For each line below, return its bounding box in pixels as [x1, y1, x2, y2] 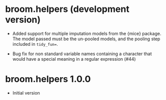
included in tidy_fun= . [12, 41, 58, 47]
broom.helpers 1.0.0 [5, 74, 91, 85]
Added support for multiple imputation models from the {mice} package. [12, 30, 161, 36]
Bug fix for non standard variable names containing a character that [12, 51, 152, 57]
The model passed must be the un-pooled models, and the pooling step [12, 36, 160, 42]
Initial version [12, 90, 40, 96]
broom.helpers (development [5, 3, 129, 15]
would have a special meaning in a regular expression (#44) [12, 56, 136, 62]
